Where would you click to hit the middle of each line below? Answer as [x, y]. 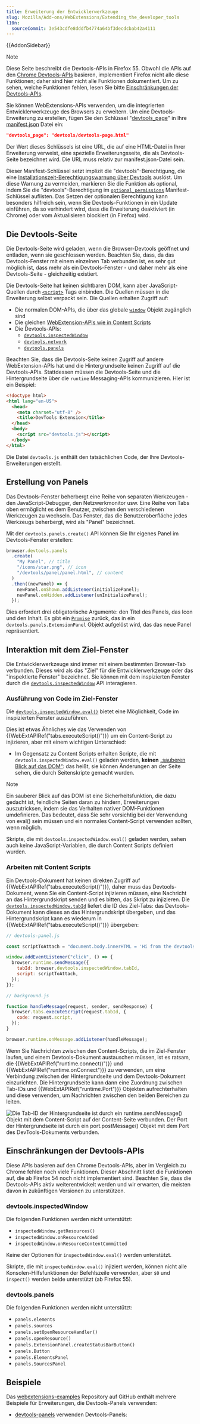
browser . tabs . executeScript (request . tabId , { [69, 1012]
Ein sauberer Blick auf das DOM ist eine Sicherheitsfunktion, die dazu [91, 796]
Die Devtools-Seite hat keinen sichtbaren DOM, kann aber [77, 285]
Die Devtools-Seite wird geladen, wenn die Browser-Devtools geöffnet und [98, 248]
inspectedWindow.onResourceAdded [56, 1237]
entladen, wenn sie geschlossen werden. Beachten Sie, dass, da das [90, 255]
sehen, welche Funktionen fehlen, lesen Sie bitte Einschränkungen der [92, 88]
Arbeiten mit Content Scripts [49, 867]
